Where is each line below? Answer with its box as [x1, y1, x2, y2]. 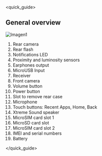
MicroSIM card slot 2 [12, 125, 55, 131]
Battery [12, 135, 28, 141]
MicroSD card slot [12, 119, 50, 125]
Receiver [12, 73, 31, 78]
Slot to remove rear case [12, 93, 63, 99]
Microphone [12, 99, 37, 105]
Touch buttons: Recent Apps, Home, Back [12, 104, 98, 110]
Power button [12, 88, 40, 94]
